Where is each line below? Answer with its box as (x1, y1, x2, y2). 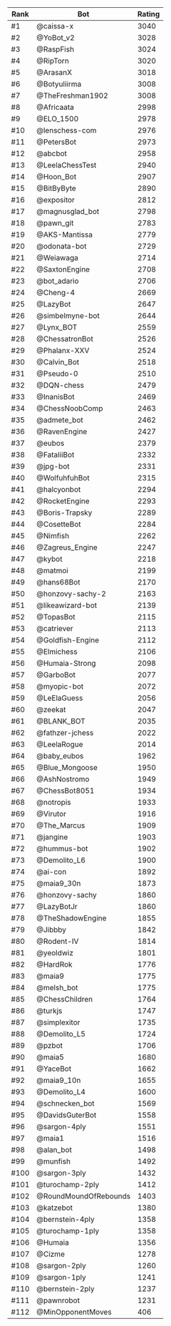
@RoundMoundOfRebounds (36, 1191, 130, 1201)
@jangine (36, 832, 68, 842)
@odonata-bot (36, 242, 87, 251)
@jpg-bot (36, 461, 70, 471)
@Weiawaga (36, 253, 78, 262)
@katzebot (36, 1203, 73, 1213)
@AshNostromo (36, 774, 90, 783)
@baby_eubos (36, 751, 84, 761)
